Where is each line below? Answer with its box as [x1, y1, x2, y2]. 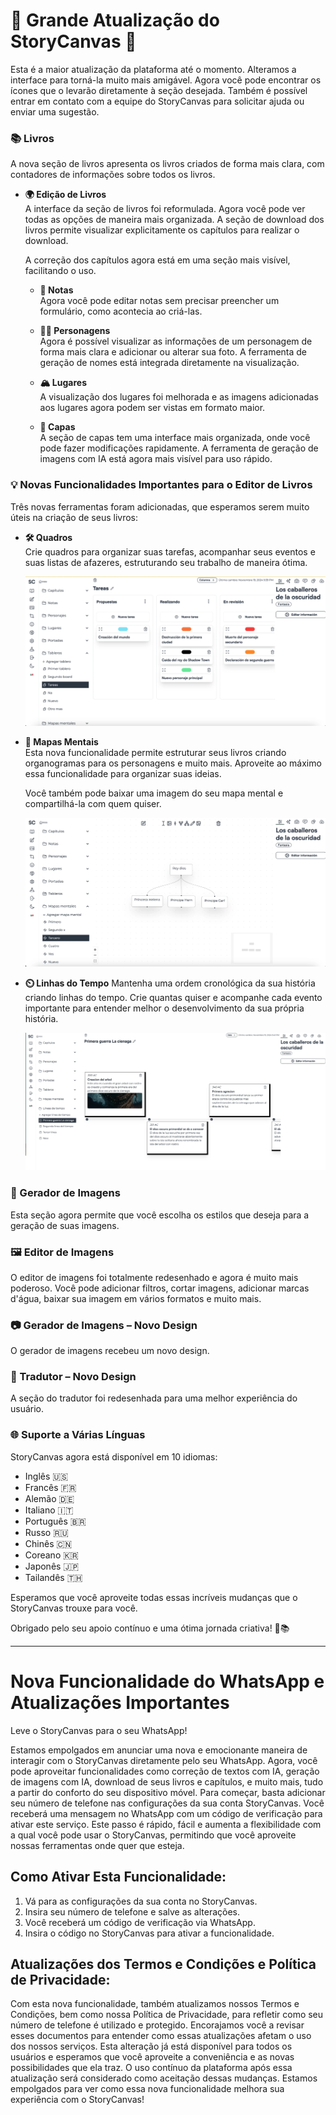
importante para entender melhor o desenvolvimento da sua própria [24, 1002, 305, 1014]
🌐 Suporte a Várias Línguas [10, 1428, 146, 1442]
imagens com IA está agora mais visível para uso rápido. [39, 453, 273, 465]
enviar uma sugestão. [10, 105, 100, 118]
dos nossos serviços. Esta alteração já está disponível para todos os [10, 2040, 293, 2053]
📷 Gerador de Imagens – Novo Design [10, 1318, 198, 1332]
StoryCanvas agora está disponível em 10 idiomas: [10, 1450, 218, 1463]
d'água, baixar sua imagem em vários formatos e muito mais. [10, 1292, 262, 1304]
